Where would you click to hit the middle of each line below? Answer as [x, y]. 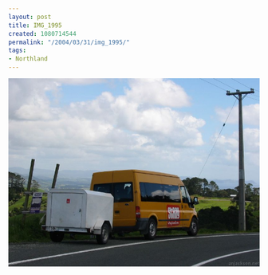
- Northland [28, 59]
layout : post [30, 17]
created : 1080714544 [43, 33]
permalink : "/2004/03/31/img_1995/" [69, 42]
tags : [17, 51]
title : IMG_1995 [35, 25]
